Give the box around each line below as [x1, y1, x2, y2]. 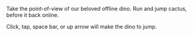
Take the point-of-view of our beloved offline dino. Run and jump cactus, [6, 5, 187, 12]
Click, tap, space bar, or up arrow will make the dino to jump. [6, 23, 157, 30]
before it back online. [6, 11, 59, 19]
